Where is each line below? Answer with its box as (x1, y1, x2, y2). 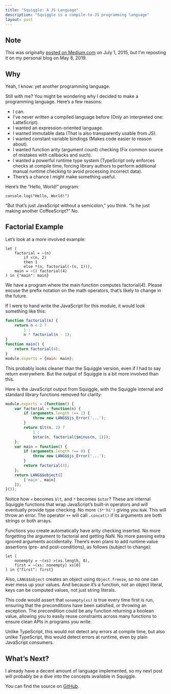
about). (12, 141, 28, 147)
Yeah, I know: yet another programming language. (5, 83, 111, 89)
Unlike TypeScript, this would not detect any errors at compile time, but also (5, 629, 165, 635)
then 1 (23, 259, 38, 265)
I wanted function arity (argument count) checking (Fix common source (12, 147, 163, 152)
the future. (5, 292, 28, 299)
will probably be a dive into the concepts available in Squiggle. (5, 673, 137, 680)
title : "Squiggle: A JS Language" (5, 7, 79, 13)
